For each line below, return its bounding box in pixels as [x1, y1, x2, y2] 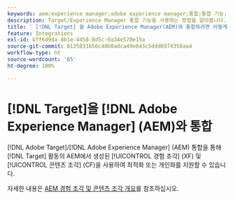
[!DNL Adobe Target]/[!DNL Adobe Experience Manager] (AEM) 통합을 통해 [7, 143, 222, 151]
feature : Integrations [7, 29, 73, 37]
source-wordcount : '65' [7, 56, 77, 63]
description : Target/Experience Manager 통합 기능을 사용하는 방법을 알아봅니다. [7, 17, 227, 24]
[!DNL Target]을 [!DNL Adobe [7, 101, 178, 116]
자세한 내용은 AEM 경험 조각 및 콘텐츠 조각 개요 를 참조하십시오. [7, 184, 180, 193]
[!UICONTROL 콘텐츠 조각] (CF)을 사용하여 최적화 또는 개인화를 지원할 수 [7, 160, 208, 169]
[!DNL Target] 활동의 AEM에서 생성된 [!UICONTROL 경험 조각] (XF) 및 [7, 151, 201, 160]
